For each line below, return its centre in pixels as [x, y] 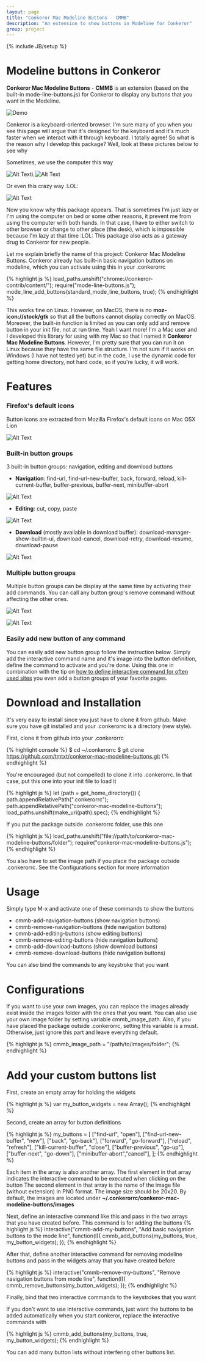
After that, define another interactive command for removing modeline [95, 1254]
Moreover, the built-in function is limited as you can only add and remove [98, 323]
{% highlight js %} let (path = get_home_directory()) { [73, 793]
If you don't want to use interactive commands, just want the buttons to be [100, 1309]
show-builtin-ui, [35, 539]
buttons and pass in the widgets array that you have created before [91, 1261]
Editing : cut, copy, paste [46, 508]
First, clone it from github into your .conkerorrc [65, 738]
